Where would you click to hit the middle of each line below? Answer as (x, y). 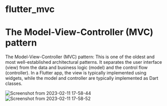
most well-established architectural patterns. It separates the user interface (84, 62)
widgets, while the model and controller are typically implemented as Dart (82, 78)
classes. (14, 83)
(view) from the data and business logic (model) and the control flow (76, 68)
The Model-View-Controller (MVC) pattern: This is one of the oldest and (80, 57)
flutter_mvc (30, 9)
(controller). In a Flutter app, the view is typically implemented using (76, 73)
